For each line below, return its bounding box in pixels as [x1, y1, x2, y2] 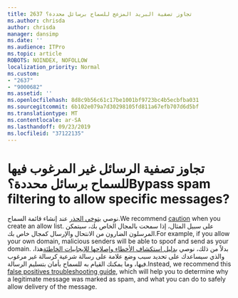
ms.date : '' [7, 37, 43, 44]
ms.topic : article [7, 51, 62, 58]
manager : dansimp [7, 30, 59, 38]
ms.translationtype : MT [7, 110, 78, 117]
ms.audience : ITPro [7, 43, 66, 51]
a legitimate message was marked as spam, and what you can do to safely [7, 275, 226, 284]
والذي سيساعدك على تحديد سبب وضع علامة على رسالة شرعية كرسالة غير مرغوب [7, 252, 225, 261]
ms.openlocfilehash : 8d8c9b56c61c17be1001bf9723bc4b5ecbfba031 [7, 97, 200, 104]
